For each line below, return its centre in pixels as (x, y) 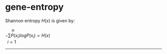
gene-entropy (34, 7)
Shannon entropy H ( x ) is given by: (40, 21)
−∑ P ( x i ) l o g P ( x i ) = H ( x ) (28, 36)
